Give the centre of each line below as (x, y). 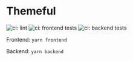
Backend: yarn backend (35, 51)
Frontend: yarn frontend (37, 39)
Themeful (31, 11)
